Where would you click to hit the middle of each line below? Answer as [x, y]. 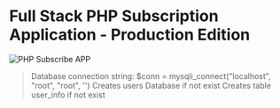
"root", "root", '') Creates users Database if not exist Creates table [151, 85]
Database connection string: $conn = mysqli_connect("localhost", [151, 76]
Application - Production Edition [130, 35]
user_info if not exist [68, 95]
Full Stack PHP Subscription [114, 16]
